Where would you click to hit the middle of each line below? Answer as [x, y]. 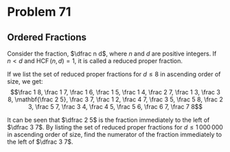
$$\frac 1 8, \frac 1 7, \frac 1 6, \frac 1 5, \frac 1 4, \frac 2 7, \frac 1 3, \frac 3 [115, 92]
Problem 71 [39, 12]
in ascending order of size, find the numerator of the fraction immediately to [114, 135]
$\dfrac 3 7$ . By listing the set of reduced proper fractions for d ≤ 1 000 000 [115, 127]
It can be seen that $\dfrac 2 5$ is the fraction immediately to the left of [108, 120]
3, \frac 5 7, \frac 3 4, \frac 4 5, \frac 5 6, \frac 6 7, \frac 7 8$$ [115, 106]
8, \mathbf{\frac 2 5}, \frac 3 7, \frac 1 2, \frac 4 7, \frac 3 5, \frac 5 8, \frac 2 [115, 99]
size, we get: [25, 81]
